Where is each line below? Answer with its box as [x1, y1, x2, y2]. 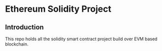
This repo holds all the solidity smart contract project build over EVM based [5, 36, 158, 42]
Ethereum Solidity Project [5, 3, 111, 15]
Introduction [5, 23, 44, 31]
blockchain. [5, 41, 28, 47]
